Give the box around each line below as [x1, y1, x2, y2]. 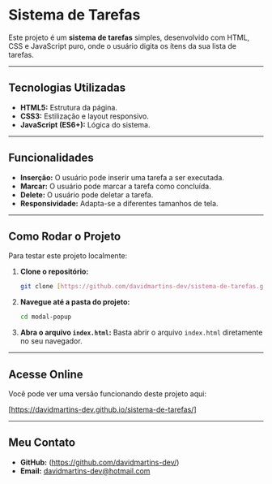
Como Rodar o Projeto [8, 229, 121, 243]
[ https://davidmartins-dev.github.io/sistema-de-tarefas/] [8, 404, 197, 414]
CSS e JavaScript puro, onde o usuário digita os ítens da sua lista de [8, 41, 237, 50]
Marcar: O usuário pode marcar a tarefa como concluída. [19, 181, 212, 191]
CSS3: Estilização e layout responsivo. [19, 111, 150, 121]
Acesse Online [8, 367, 83, 381]
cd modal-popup [19, 313, 72, 322]
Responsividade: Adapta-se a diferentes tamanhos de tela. [19, 198, 219, 208]
